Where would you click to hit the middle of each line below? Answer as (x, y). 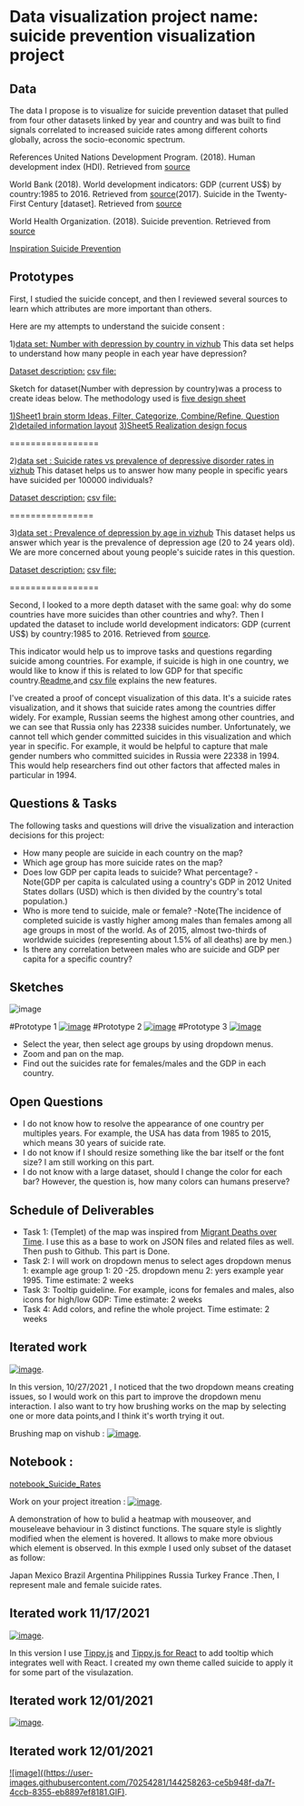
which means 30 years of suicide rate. (94, 1143)
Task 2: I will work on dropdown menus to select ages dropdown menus (157, 1261)
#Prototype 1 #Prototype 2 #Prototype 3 (118, 1027)
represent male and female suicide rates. (86, 1584)
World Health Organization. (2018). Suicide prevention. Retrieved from (140, 221)
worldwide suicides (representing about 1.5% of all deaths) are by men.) (157, 939)
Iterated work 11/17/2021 (79, 1614)
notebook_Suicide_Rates (55, 1484)
